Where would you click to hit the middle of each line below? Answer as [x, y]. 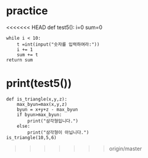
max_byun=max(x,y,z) [42, 104]
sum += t [28, 54]
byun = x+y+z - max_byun [47, 109]
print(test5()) [39, 83]
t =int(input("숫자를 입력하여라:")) [58, 44]
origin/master [126, 149]
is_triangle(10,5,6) [32, 137]
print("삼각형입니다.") [53, 121]
